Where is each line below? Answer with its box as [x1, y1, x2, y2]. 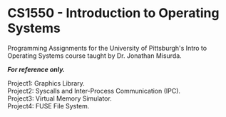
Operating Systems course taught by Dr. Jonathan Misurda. [7, 51, 182, 60]
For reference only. [7, 65, 66, 73]
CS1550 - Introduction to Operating [7, 5, 220, 21]
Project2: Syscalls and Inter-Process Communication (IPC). [7, 86, 180, 95]
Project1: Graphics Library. [7, 78, 86, 87]
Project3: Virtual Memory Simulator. [7, 94, 112, 103]
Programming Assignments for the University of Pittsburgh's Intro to [7, 44, 207, 52]
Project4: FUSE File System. [7, 101, 90, 110]
